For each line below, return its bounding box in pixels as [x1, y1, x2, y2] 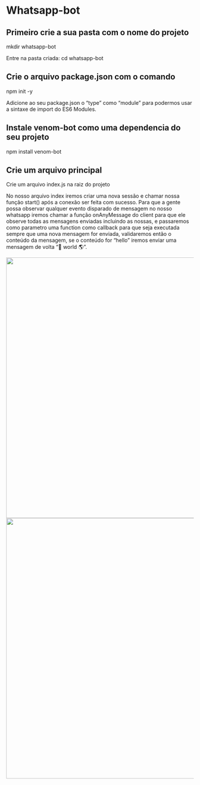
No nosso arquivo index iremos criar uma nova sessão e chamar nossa [6, 192, 180, 200]
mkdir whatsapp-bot [6, 43, 57, 50]
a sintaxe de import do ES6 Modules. [6, 105, 96, 113]
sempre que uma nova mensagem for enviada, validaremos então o [6, 230, 171, 238]
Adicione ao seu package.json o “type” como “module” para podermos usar [6, 99, 192, 106]
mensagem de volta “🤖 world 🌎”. [6, 244, 87, 251]
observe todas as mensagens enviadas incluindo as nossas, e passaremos [6, 218, 189, 225]
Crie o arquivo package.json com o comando [6, 72, 176, 82]
